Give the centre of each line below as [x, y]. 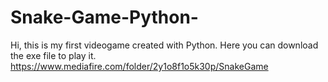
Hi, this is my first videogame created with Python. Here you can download [164, 45]
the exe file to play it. [53, 55]
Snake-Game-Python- [104, 17]
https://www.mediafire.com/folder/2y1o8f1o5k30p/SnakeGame [139, 66]
